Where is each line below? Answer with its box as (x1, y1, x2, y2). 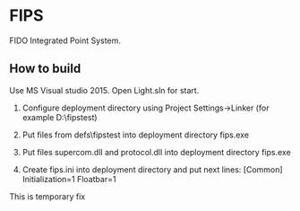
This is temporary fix (9, 190, 86, 202)
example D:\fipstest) (21, 111, 98, 122)
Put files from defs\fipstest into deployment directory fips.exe (21, 129, 249, 140)
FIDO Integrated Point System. (9, 35, 121, 46)
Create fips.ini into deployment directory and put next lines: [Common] (21, 163, 284, 175)
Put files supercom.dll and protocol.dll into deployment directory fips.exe (21, 146, 291, 157)
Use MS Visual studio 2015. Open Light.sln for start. (9, 84, 200, 95)
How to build (9, 61, 81, 76)
